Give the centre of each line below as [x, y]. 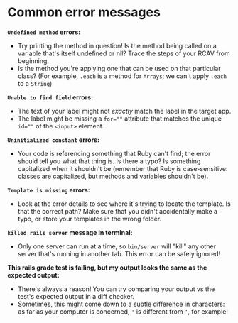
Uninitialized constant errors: [54, 140]
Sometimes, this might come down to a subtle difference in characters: [121, 304]
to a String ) [35, 83]
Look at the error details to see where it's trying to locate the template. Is [124, 204]
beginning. [33, 60]
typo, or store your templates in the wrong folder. [90, 219]
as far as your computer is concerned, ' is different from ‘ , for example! [123, 311]
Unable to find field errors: [50, 97]
